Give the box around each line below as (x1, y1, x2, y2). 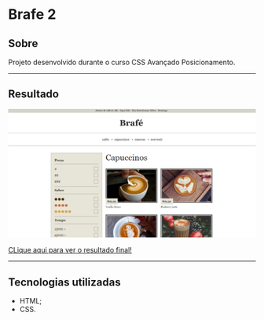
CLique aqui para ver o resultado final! (8, 245, 132, 255)
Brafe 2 (8, 5, 57, 24)
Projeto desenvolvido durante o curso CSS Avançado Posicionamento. (8, 57, 236, 67)
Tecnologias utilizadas (8, 275, 121, 289)
